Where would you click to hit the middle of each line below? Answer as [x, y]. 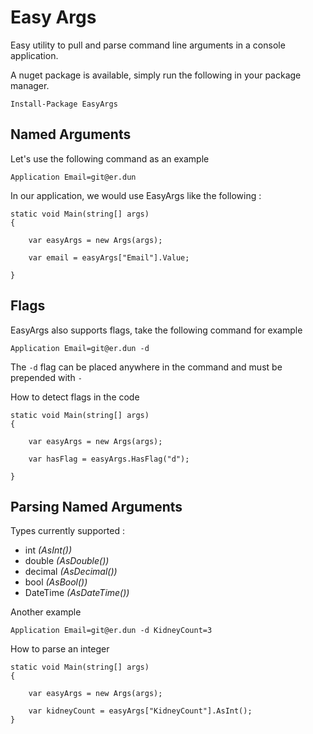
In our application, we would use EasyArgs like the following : [136, 195]
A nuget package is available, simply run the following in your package [156, 75]
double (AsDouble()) [67, 561]
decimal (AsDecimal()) [71, 572]
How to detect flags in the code [75, 397]
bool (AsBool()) [56, 582]
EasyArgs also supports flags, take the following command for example [156, 330]
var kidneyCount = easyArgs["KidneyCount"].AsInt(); [140, 711]
